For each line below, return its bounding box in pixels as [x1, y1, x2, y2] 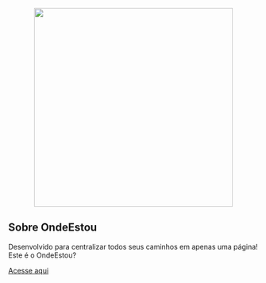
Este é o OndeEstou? [8, 250, 77, 260]
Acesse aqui [8, 266, 49, 275]
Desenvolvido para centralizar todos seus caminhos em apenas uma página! [8, 242, 258, 251]
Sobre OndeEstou [8, 221, 98, 235]
